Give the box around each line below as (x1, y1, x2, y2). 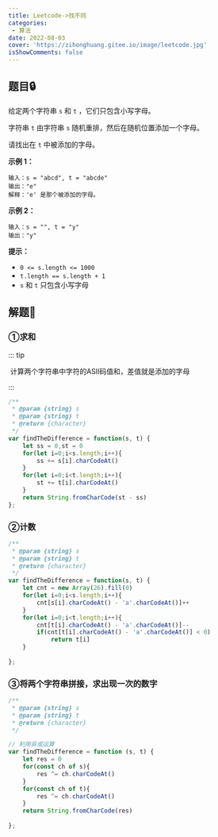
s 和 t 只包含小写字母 (19, 280, 89, 290)
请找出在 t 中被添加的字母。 (8, 140, 100, 149)
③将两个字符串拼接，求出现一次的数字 (8, 678, 158, 689)
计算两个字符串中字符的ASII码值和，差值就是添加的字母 (10, 366, 190, 376)
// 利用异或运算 (8, 740, 55, 749)
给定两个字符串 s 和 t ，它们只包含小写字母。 (8, 106, 156, 115)
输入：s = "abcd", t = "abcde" (8, 174, 109, 182)
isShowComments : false (8, 48, 83, 56)
